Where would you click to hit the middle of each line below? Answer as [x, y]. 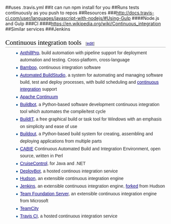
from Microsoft [34, 201]
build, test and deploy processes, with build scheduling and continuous [90, 82]
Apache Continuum [39, 97]
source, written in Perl [41, 156]
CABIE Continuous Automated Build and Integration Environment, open [90, 148]
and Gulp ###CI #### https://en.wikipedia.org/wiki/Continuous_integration [83, 23]
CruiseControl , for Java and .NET [53, 163]
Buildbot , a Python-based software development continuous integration [90, 104]
